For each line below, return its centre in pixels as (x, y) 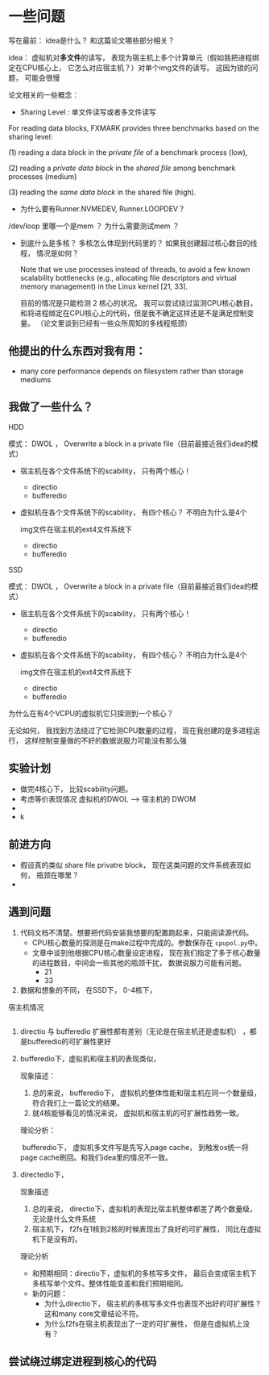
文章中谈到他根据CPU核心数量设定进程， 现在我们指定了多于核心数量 (147, 953)
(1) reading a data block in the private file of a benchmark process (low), (128, 152)
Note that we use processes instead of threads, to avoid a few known (135, 269)
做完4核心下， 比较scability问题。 (76, 789)
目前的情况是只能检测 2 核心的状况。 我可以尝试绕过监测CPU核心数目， (139, 302)
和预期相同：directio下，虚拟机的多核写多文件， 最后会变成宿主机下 (145, 1273)
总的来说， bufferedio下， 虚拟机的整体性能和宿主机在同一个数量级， (147, 1093)
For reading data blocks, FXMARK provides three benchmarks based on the (134, 128)
